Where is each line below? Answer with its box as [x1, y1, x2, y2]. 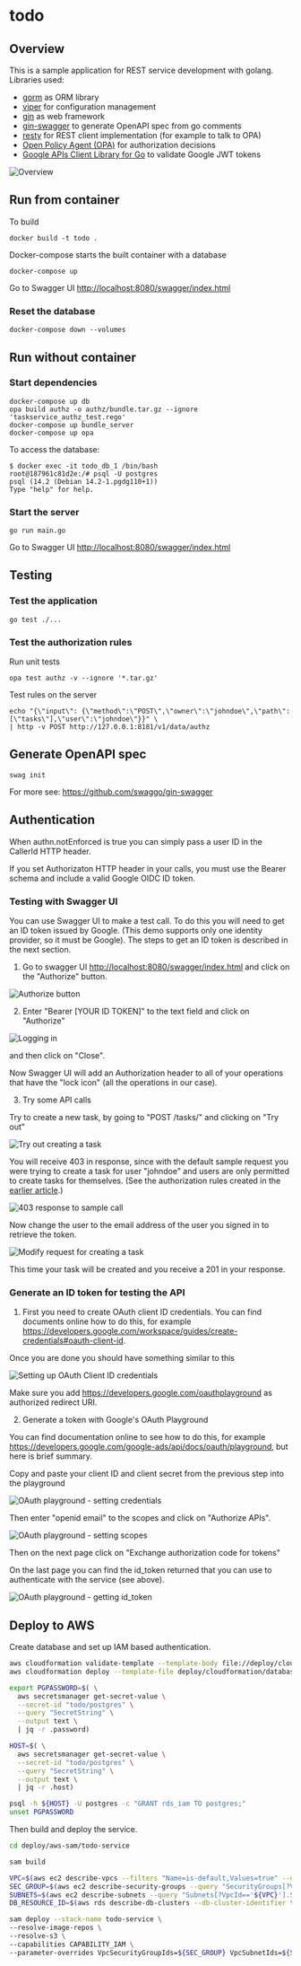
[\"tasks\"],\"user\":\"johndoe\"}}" [9, 715, 150, 724]
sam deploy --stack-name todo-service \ [9, 1915, 163, 1924]
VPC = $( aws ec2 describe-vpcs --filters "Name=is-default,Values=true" [9, 1874, 279, 1883]
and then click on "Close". [9, 1050, 106, 1060]
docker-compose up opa [9, 428, 94, 437]
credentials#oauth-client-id [21, 1335, 124, 1347]
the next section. [9, 944, 72, 954]
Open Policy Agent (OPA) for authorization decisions [21, 140, 217, 150]
